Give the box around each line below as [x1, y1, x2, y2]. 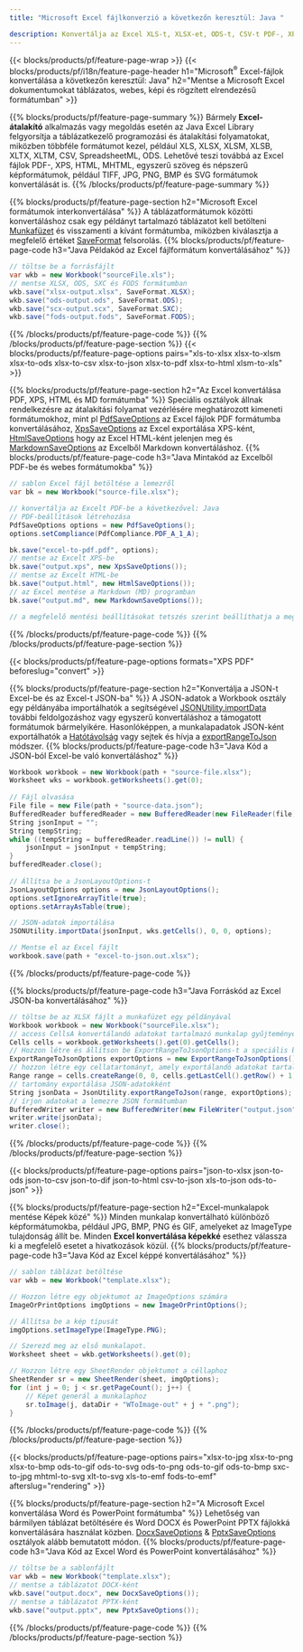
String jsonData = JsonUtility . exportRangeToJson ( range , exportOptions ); [9, 1088, 293, 1097]
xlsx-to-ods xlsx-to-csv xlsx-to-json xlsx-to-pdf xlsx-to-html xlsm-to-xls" [9, 358, 282, 369]
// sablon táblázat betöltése [9, 1268, 124, 1277]
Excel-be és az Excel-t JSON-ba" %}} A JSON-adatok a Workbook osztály [9, 693, 287, 703]
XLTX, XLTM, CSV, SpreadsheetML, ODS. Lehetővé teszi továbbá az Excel [9, 150, 284, 161]
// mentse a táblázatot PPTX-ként [9, 1597, 140, 1606]
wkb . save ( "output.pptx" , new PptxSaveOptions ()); [9, 1606, 200, 1615]
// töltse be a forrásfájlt [9, 262, 115, 271]
